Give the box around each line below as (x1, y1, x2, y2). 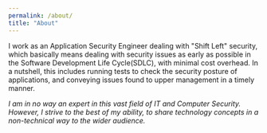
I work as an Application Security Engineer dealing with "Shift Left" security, (8, 41, 258, 50)
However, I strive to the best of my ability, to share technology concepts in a (8, 107, 259, 116)
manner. (8, 83, 36, 92)
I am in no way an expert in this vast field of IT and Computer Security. (8, 99, 241, 108)
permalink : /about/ (8, 11, 73, 20)
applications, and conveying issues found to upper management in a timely (8, 75, 255, 84)
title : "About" (8, 19, 59, 27)
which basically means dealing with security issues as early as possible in (8, 49, 251, 59)
